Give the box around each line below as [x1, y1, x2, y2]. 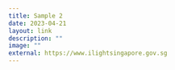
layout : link [8, 27, 52, 35]
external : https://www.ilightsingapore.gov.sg [8, 49, 168, 57]
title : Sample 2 [8, 11, 63, 20]
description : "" [8, 34, 63, 43]
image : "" [8, 42, 42, 50]
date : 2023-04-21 [8, 19, 67, 27]
